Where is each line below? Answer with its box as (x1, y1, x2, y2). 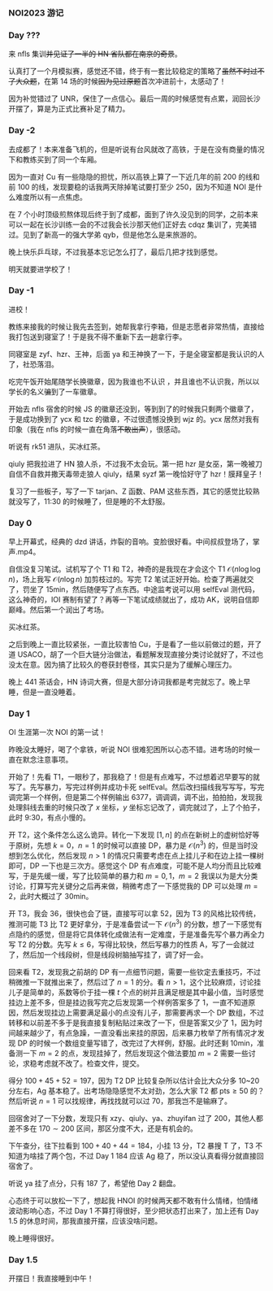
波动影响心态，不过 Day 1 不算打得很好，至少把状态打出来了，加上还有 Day (8, 1206, 259, 1215)
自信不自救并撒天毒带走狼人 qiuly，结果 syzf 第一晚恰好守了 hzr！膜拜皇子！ (8, 469, 264, 479)
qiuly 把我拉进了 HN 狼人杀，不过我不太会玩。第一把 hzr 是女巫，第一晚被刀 (8, 459, 262, 468)
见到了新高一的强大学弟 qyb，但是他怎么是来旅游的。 (22, 229, 201, 239)
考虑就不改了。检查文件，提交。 (36, 1058, 144, 1068)
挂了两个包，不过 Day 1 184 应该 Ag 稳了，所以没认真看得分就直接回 (36, 1150, 264, 1160)
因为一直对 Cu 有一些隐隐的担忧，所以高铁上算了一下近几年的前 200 (8, 172, 237, 181)
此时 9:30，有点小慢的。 (8, 813, 91, 823)
